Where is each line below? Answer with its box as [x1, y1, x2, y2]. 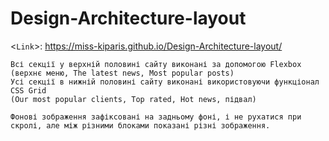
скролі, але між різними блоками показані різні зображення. [10, 120, 271, 131]
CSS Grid [10, 85, 47, 96]
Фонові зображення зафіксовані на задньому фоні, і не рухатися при [10, 112, 302, 122]
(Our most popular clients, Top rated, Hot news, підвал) [10, 94, 257, 104]
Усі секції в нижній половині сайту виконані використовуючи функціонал [10, 77, 320, 87]
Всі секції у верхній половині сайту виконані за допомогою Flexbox [10, 59, 302, 69]
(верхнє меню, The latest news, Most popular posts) [10, 68, 235, 78]
